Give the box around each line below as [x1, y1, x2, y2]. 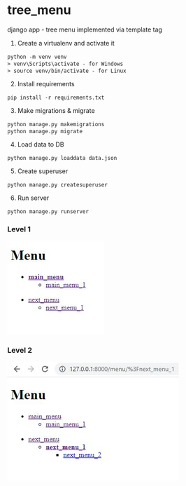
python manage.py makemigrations [7, 121, 105, 128]
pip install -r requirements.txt [7, 94, 105, 101]
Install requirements [17, 79, 75, 88]
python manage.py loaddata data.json [7, 154, 117, 161]
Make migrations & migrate [17, 106, 96, 114]
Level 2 [7, 346, 33, 356]
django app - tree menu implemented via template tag [7, 25, 163, 34]
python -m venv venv [7, 53, 68, 60]
